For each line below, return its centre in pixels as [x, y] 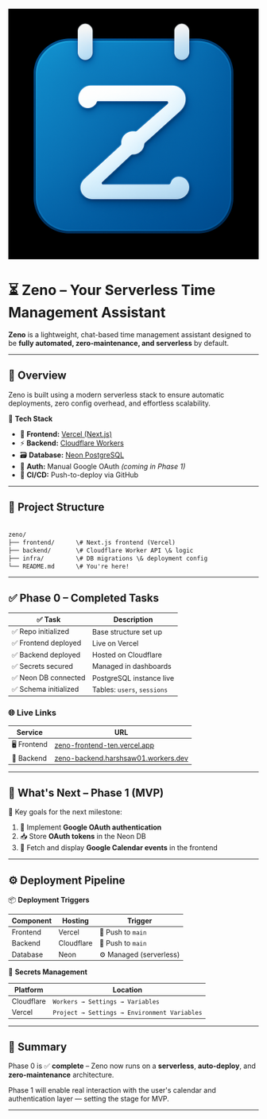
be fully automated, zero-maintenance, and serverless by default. [118, 343]
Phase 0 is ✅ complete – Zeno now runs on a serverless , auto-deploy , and [132, 1066]
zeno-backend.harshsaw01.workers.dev [122, 758]
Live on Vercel [116, 643]
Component [32, 920]
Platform [29, 989]
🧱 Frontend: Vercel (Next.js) [66, 433]
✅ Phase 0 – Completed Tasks [84, 598]
